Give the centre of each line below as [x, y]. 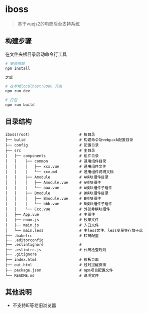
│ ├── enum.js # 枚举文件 [52, 220]
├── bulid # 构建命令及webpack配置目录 [69, 140]
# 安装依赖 [15, 64]
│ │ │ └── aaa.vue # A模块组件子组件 [59, 188]
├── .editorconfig [24, 240]
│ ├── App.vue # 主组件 [50, 214]
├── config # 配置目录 [52, 145]
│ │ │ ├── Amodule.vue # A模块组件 [53, 182]
